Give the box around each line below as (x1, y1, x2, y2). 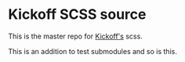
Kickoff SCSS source (8, 5, 147, 24)
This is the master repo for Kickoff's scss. (8, 31, 143, 41)
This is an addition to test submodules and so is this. (8, 46, 178, 56)
